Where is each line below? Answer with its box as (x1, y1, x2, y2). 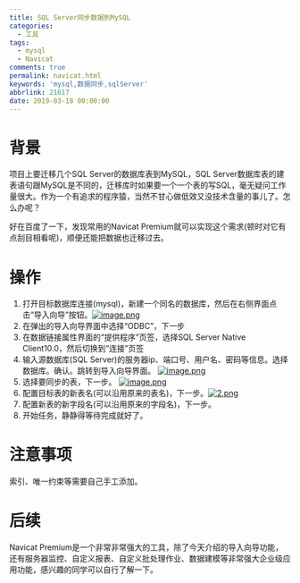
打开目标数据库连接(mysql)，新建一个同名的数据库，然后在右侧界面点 (21, 299, 278, 309)
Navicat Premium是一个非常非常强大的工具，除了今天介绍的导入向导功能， (9, 542, 284, 553)
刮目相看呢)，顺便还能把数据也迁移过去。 (16, 232, 170, 243)
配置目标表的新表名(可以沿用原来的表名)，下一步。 (21, 388, 209, 399)
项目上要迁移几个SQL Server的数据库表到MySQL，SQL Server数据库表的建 (9, 169, 285, 180)
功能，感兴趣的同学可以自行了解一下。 (16, 564, 158, 575)
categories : (9, 21, 54, 30)
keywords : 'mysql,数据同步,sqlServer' (9, 80, 149, 89)
